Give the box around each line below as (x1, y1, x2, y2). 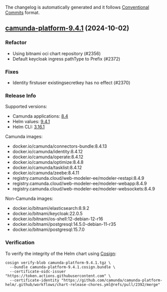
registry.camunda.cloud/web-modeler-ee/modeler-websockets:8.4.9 (12, 186, 155, 192)
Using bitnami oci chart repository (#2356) (12, 50, 101, 57)
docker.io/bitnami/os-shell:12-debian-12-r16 (12, 216, 104, 222)
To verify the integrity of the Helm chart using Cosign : (5, 250, 117, 256)
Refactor (5, 39, 27, 46)
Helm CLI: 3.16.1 (12, 124, 45, 130)
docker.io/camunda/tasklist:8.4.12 (12, 165, 82, 171)
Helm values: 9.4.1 (12, 119, 50, 125)
